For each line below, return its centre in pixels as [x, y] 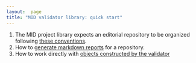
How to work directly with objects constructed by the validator [92, 53]
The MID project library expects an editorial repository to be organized [102, 34]
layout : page [24, 12]
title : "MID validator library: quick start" [64, 17]
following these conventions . [51, 41]
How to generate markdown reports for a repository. [80, 47]
